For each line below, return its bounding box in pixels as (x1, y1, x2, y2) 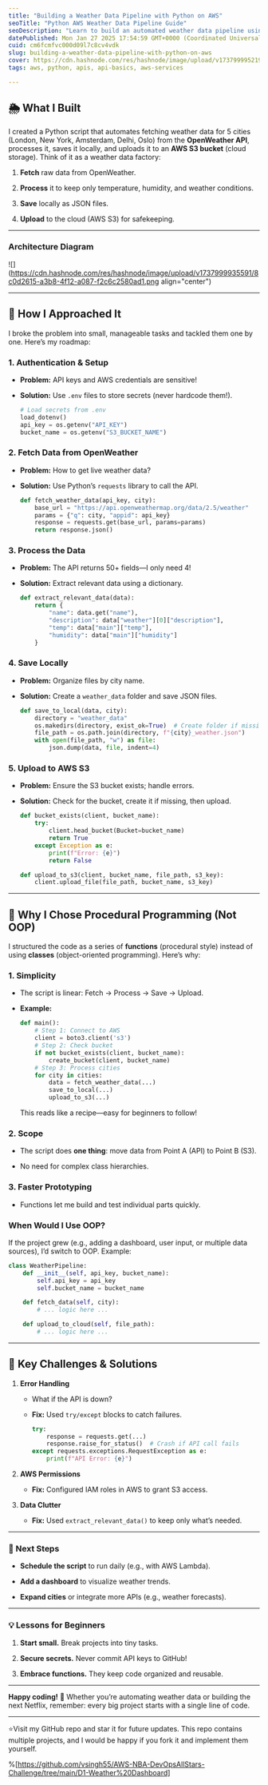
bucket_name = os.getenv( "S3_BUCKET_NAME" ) (19, 428, 167, 436)
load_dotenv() (19, 413, 67, 421)
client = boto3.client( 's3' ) (34, 1034, 132, 1042)
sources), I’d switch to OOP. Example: (8, 1246, 132, 1256)
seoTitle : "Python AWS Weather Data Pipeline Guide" (8, 19, 187, 27)
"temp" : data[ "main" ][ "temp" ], (49, 624, 153, 632)
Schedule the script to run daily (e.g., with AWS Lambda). (19, 1561, 211, 1571)
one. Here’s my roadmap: (8, 337, 91, 346)
